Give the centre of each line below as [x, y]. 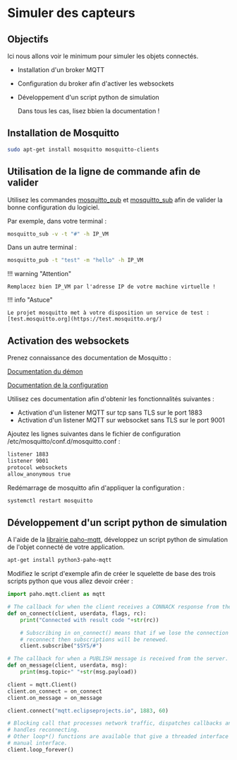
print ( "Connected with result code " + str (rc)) [90, 620]
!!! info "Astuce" [30, 300]
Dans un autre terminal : [42, 247]
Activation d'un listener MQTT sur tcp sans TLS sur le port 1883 [110, 413]
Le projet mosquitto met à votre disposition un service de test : [109, 313]
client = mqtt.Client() [42, 684]
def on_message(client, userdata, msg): [68, 666]
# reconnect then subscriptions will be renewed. [95, 639]
